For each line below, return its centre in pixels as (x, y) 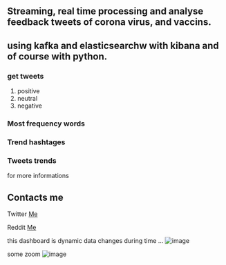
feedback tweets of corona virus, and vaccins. (110, 22)
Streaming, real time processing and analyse (105, 11)
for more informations (38, 176)
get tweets (26, 76)
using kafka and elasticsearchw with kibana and (113, 45)
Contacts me (35, 197)
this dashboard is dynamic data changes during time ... (85, 241)
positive (28, 91)
